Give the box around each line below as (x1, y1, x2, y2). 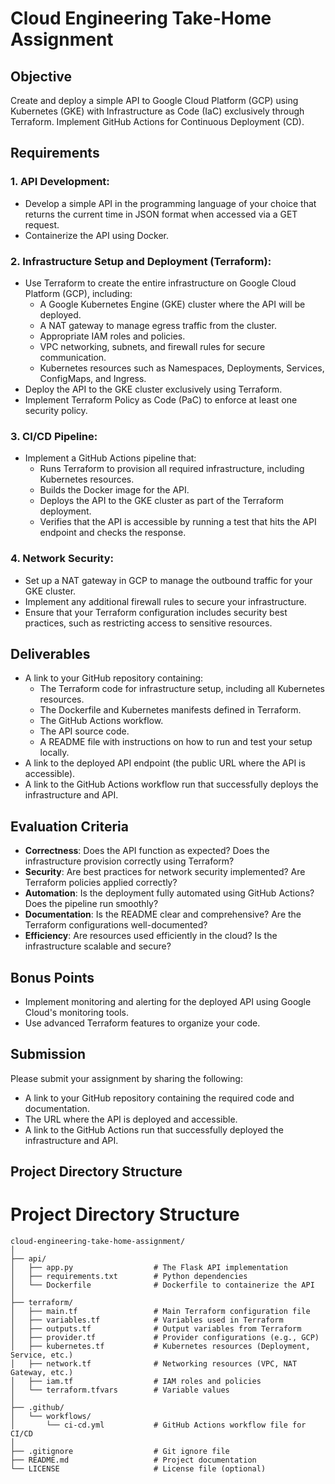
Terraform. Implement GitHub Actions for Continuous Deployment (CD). (10, 116, 305, 127)
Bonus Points (10, 969, 95, 986)
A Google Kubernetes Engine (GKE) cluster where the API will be (39, 298, 306, 310)
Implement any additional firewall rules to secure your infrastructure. (24, 595, 307, 607)
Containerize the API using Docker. (24, 229, 170, 241)
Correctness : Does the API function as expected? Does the (24, 845, 270, 857)
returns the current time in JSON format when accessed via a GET (24, 208, 298, 220)
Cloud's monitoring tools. (24, 1007, 129, 1019)
